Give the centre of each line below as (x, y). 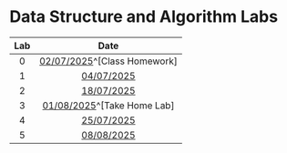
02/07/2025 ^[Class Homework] (108, 61)
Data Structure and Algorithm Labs (144, 17)
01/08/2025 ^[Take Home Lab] (108, 105)
